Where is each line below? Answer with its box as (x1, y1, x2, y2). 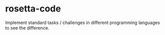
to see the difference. (5, 24, 49, 30)
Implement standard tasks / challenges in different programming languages (5, 19, 160, 25)
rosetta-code (5, 3, 61, 14)
